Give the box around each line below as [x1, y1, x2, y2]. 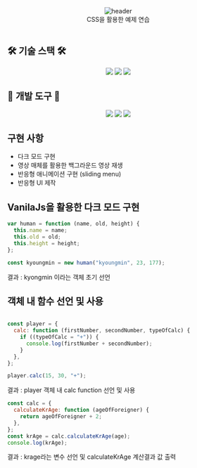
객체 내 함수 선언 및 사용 [7, 295, 104, 307]
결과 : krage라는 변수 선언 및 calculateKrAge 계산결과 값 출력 [7, 453, 177, 461]
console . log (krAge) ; [7, 439, 68, 446]
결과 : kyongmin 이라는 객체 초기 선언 [7, 273, 110, 281]
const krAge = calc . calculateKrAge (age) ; [7, 432, 131, 440]
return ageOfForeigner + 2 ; [20, 413, 102, 420]
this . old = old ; [13, 233, 61, 240]
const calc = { [7, 400, 52, 407]
